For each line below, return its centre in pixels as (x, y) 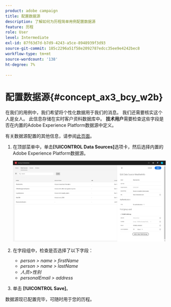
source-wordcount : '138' (32, 59)
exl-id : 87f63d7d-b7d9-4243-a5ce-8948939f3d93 (55, 43)
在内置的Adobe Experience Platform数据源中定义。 (63, 125)
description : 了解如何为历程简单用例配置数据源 (50, 21)
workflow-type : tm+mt (28, 54)
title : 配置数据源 (23, 16)
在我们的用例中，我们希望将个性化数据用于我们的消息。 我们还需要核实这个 (84, 113)
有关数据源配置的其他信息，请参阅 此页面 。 (50, 136)
